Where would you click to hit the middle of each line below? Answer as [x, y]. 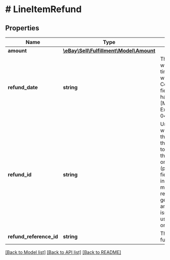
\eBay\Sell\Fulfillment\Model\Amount [109, 51]
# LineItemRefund [44, 9]
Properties [22, 28]
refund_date [23, 87]
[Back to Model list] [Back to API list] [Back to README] [63, 252]
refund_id [20, 175]
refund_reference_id [33, 236]
